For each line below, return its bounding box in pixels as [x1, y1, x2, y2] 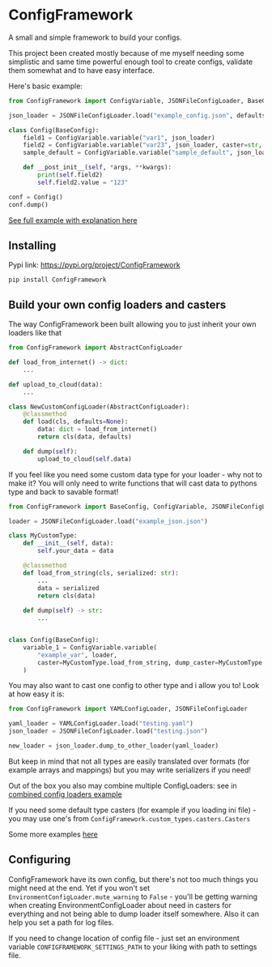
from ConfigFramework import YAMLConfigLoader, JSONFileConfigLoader [8, 705, 249, 713]
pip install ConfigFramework [8, 276, 107, 285]
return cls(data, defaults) [37, 433, 132, 441]
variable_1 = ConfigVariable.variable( [23, 643, 158, 652]
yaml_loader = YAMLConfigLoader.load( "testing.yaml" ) [8, 720, 194, 728]
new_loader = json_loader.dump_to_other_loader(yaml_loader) [8, 742, 219, 751]
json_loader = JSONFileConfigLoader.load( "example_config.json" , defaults [8, 111, 266, 119]
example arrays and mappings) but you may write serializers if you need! [8, 764, 252, 775]
